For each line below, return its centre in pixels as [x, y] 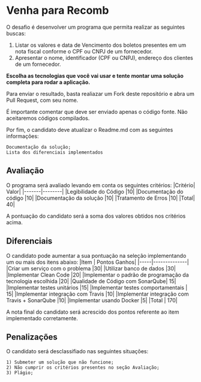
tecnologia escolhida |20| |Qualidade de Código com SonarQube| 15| [91, 281]
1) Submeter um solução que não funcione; [60, 363]
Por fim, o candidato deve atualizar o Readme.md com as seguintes [90, 130]
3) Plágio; [20, 373]
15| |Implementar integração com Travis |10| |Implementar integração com [97, 294]
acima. [14, 222]
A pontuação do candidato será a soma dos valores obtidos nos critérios [96, 216]
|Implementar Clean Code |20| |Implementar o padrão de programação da [97, 275]
